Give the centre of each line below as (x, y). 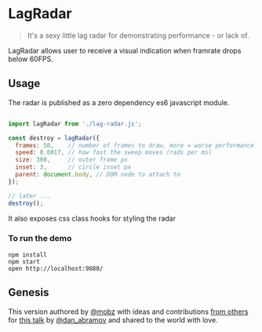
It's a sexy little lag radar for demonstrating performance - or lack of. (138, 35)
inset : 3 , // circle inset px (73, 167)
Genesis (29, 292)
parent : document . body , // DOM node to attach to (98, 174)
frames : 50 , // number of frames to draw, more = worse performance (135, 145)
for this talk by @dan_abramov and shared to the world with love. (113, 319)
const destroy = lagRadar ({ (54, 138)
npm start (24, 261)
